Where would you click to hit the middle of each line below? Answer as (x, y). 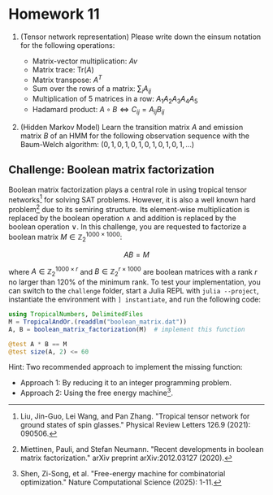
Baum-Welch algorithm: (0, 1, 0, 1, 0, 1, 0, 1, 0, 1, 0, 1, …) (107, 144)
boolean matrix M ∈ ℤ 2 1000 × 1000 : (65, 237)
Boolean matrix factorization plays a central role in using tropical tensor (128, 189)
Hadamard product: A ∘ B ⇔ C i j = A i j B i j (98, 111)
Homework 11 (54, 14)
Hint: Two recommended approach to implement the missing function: (126, 367)
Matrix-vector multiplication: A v (85, 61)
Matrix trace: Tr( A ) (63, 69)
